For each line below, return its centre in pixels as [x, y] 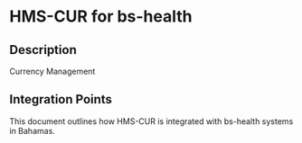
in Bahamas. [33, 130]
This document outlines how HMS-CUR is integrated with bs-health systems [151, 121]
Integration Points [61, 99]
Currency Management [52, 71]
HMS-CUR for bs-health [101, 17]
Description [43, 50]
